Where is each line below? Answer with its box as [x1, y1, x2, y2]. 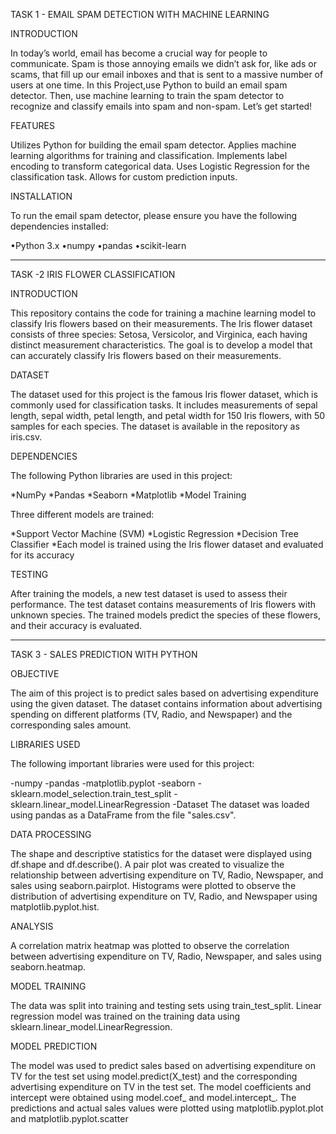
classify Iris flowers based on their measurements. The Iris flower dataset [10, 318, 313, 329]
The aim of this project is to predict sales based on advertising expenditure [10, 687, 319, 699]
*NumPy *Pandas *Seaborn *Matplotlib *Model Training [10, 489, 247, 501]
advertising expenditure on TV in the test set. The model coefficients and [10, 1081, 312, 1093]
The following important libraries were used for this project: [10, 758, 255, 769]
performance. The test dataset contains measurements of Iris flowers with [10, 599, 317, 610]
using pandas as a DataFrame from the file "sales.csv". [10, 809, 237, 821]
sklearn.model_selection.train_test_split [10, 788, 172, 799]
